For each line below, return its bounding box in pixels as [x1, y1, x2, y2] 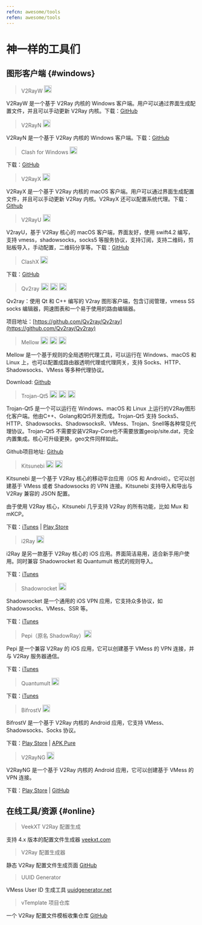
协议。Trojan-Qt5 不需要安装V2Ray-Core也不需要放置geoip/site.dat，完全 [11, 427, 195, 434]
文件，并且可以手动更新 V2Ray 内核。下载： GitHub [11, 107, 138, 114]
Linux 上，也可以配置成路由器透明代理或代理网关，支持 [6, 358, 143, 366]
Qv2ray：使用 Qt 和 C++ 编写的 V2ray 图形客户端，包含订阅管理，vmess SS [6, 297, 195, 304]
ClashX [21, 258, 39, 265]
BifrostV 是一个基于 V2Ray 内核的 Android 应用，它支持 [6, 719, 144, 726]
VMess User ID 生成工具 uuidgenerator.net [6, 886, 112, 894]
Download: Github [6, 378, 51, 385]
